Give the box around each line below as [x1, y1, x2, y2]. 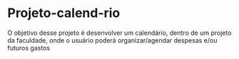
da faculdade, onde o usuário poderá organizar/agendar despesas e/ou [7, 36, 218, 44]
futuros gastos [7, 43, 51, 52]
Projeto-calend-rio [7, 5, 121, 21]
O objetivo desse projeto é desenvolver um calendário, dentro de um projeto [7, 28, 232, 37]
